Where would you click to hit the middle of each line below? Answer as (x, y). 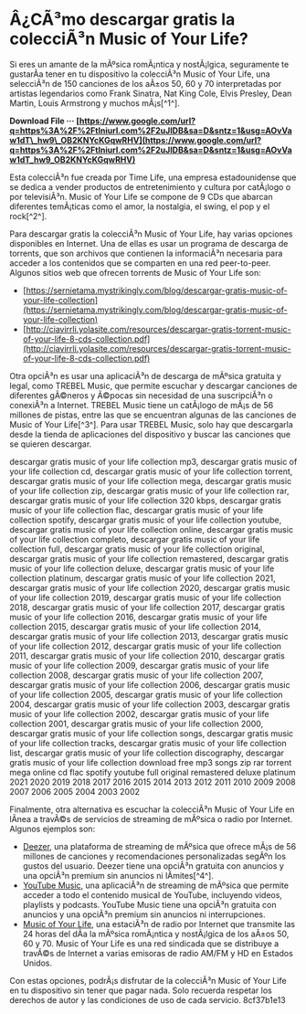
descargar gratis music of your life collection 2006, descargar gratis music (150, 684)
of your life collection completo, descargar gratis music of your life (135, 539)
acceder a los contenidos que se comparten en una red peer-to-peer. (140, 263)
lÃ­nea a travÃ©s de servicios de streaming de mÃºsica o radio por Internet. (151, 819)
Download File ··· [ (45, 121)
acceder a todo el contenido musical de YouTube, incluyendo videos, (153, 894)
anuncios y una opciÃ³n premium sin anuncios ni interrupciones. (144, 914)
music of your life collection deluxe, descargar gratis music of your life (142, 568)
